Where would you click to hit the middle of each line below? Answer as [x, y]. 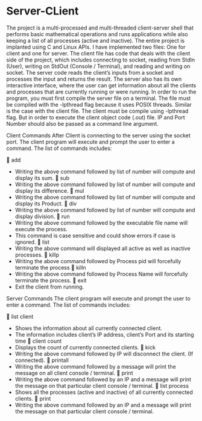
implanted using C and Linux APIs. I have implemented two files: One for [96, 47]
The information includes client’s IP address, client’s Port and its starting [104, 334]
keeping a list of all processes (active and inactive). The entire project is [96, 40]
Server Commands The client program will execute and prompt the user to [99, 298]
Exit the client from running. [49, 287]
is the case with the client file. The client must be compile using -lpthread [97, 111]
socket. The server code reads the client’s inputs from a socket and [90, 72]
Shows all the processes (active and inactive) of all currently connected [104, 392]
